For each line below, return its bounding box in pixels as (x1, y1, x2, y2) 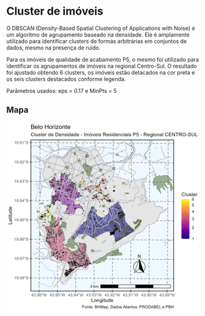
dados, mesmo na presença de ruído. (6, 44, 101, 51)
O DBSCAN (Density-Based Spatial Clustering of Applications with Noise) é (6, 24, 195, 32)
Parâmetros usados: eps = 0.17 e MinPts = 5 (6, 87, 117, 94)
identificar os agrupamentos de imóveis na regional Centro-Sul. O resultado (6, 62, 197, 70)
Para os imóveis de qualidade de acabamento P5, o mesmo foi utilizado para (6, 56, 199, 63)
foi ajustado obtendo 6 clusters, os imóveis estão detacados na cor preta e (6, 68, 195, 76)
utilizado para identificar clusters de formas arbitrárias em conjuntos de (6, 37, 187, 45)
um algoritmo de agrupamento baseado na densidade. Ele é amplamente (6, 31, 190, 38)
